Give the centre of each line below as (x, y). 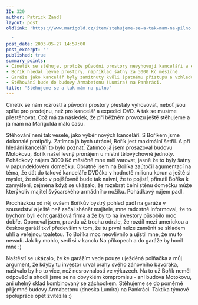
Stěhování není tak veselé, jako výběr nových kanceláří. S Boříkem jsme (93, 135)
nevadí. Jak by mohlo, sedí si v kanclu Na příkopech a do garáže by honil (95, 240)
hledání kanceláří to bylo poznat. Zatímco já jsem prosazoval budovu (89, 147)
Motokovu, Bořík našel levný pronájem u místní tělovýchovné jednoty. (90, 154)
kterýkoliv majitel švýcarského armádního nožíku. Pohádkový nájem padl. (95, 191)
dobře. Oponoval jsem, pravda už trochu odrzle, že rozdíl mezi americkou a (97, 222)
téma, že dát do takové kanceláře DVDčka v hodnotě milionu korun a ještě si (98, 173)
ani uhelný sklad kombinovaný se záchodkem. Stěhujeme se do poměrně (95, 283)
